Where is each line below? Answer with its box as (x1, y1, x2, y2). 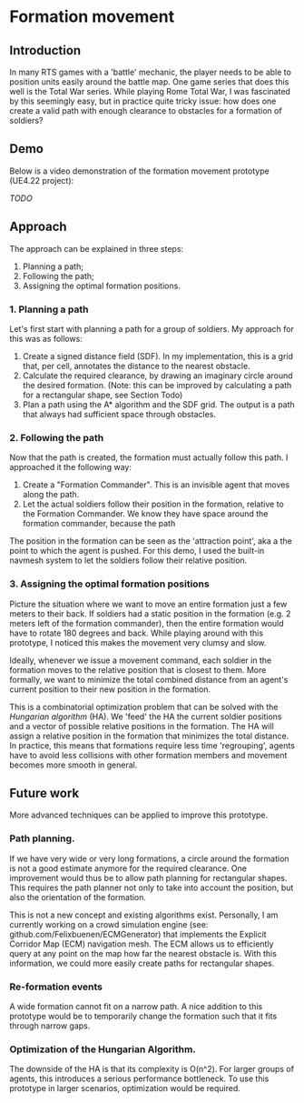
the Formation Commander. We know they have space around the (22, 508, 269, 519)
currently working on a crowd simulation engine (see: (9, 918, 209, 929)
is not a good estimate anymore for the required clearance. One (9, 862, 248, 874)
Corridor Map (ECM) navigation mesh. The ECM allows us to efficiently (9, 938, 274, 949)
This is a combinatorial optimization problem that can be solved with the (9, 701, 279, 712)
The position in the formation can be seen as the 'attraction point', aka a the (9, 536, 292, 546)
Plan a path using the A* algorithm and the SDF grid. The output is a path (22, 398, 295, 410)
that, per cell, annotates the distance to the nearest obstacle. (22, 360, 251, 371)
